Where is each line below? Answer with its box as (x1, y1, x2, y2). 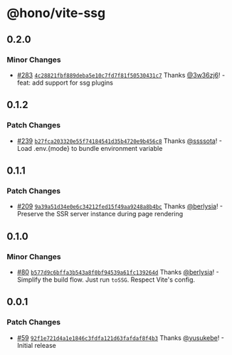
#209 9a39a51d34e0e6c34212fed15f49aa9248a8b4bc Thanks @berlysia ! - (16, 202, 223, 211)
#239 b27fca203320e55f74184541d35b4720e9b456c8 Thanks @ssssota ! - (16, 137, 222, 145)
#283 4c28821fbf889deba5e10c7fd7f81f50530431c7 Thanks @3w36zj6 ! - (16, 70, 226, 79)
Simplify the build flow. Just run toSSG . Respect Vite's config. (16, 275, 196, 284)
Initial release (16, 341, 56, 349)
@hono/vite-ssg (6, 5, 106, 21)
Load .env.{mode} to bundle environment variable (16, 144, 163, 152)
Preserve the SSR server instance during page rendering (16, 210, 184, 218)
